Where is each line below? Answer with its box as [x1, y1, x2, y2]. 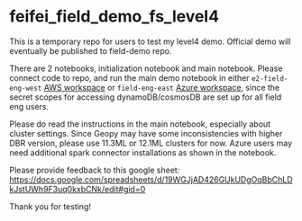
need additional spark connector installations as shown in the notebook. [9, 146, 277, 158]
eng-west [9, 84, 42, 93]
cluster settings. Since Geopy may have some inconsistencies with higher [9, 128, 283, 138]
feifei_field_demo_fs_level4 [9, 6, 219, 27]
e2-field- [251, 74, 288, 83]
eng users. [9, 101, 50, 111]
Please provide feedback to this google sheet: [9, 164, 180, 175]
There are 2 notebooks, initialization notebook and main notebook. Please [9, 63, 283, 74]
